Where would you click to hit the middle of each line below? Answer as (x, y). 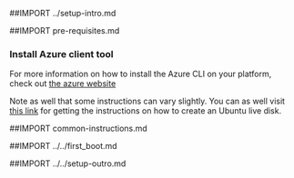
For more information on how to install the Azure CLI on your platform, (141, 74)
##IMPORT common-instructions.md (78, 129)
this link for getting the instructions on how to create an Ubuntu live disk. (146, 111)
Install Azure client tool (61, 54)
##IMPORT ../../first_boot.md (63, 146)
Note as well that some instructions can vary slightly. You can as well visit (147, 101)
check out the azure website (63, 84)
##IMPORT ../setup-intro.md (63, 13)
